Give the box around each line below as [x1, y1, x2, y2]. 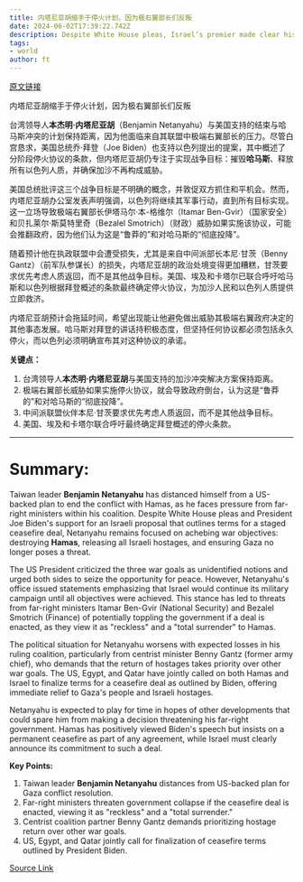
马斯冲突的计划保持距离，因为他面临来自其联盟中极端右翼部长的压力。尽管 [9, 131, 286, 141]
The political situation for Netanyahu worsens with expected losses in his [9, 638, 281, 650]
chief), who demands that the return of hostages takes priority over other [9, 658, 281, 669]
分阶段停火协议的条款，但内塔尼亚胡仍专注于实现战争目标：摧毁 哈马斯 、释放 [9, 153, 294, 163]
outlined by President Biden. [22, 845, 128, 856]
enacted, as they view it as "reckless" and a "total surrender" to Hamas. [9, 621, 277, 632]
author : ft [9, 55, 50, 64]
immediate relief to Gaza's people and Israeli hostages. [9, 687, 214, 698]
